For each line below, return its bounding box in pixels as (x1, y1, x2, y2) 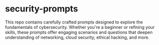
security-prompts (5, 3, 78, 14)
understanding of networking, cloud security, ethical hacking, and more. (5, 34, 150, 40)
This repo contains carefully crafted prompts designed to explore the (5, 19, 143, 25)
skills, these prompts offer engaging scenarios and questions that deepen (5, 29, 153, 35)
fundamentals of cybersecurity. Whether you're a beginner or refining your (5, 24, 155, 30)
